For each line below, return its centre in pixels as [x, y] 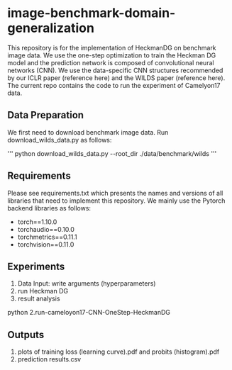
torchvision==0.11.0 [46, 244]
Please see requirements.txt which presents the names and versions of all [115, 193]
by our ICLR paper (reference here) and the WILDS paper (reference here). [116, 78]
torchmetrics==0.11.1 [47, 237]
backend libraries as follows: [49, 208]
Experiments [36, 266]
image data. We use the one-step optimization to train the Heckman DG [112, 55]
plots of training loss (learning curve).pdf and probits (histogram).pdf [118, 352]
